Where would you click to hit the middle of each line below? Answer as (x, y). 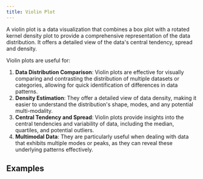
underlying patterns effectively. (54, 149)
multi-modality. (34, 110)
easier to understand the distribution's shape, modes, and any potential (104, 104)
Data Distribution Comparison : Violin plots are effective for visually (99, 72)
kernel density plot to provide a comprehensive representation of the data (98, 35)
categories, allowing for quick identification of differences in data (96, 85)
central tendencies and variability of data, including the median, (95, 123)
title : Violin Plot (31, 12)
